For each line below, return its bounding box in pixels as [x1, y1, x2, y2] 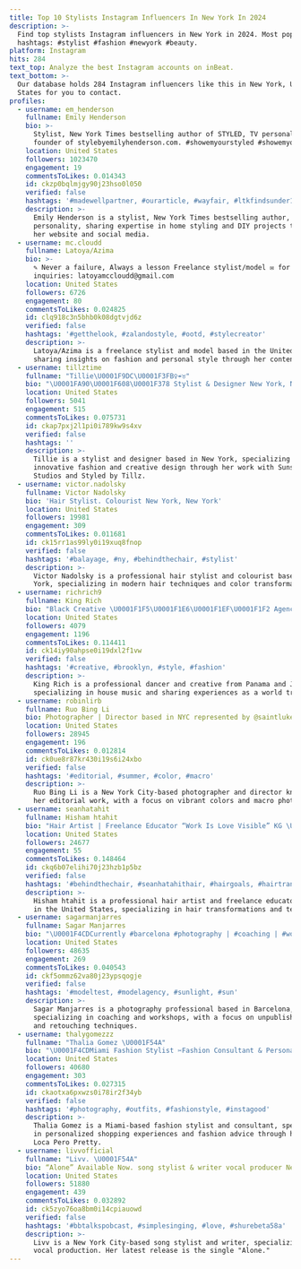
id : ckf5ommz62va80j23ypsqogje [25, 971, 142, 980]
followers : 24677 [25, 838, 90, 847]
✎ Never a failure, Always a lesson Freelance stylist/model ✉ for [32, 263, 291, 272]
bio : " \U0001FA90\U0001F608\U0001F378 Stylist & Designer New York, [25, 380, 287, 389]
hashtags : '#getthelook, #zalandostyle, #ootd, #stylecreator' [25, 330, 267, 339]
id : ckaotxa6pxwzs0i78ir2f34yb [25, 1088, 142, 1097]
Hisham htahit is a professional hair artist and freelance [32, 896, 262, 905]
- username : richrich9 [17, 588, 102, 597]
